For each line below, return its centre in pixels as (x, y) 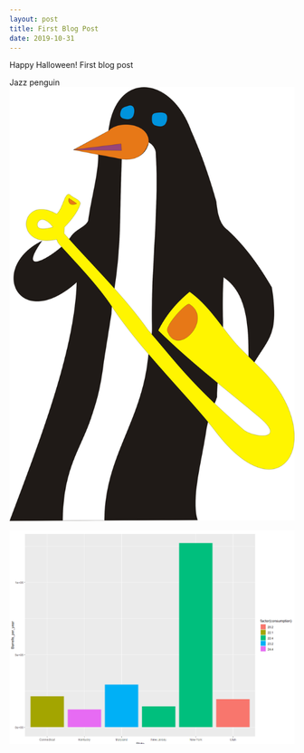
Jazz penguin (35, 82)
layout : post (34, 19)
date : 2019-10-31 (42, 38)
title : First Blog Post (54, 29)
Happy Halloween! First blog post (71, 65)
